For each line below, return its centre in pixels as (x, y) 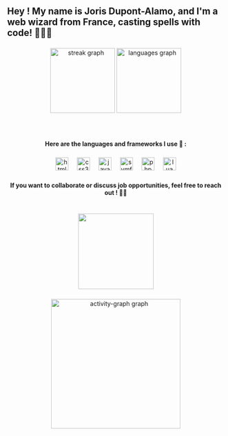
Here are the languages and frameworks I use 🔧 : (116, 144)
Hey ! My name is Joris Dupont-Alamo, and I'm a (113, 11)
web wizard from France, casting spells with (104, 22)
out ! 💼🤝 (116, 192)
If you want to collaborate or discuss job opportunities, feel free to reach (116, 185)
